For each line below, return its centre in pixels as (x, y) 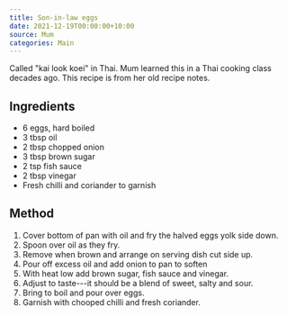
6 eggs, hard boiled (58, 128)
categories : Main (42, 43)
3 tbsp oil (40, 138)
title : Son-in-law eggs (54, 18)
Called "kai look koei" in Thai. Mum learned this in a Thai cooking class (140, 68)
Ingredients (42, 106)
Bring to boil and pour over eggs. (83, 293)
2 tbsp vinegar (49, 176)
